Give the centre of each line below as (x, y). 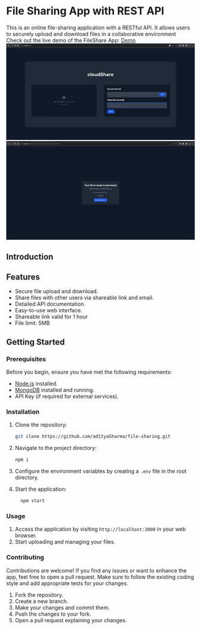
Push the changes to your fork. (53, 614)
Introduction (30, 256)
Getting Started (36, 342)
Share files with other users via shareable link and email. (84, 298)
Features (23, 277)
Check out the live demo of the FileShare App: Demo (71, 40)
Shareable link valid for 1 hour (51, 317)
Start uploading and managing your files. (65, 542)
